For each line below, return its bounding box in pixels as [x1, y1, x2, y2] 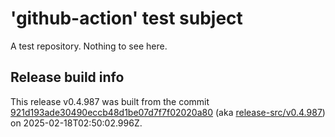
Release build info [10, 69, 125, 86]
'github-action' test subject [10, 7, 243, 30]
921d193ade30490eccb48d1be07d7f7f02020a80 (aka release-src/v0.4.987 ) [10, 106, 326, 118]
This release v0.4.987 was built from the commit [10, 95, 210, 107]
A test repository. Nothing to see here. [10, 40, 168, 52]
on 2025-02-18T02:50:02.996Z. [10, 117, 143, 129]
